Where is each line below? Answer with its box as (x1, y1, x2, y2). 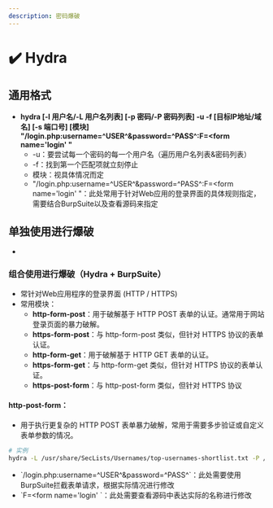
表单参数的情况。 (19, 430, 78, 440)
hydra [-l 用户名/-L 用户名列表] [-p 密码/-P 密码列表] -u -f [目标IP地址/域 (19, 112, 262, 121)
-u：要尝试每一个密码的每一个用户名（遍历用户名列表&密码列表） (32, 149, 252, 159)
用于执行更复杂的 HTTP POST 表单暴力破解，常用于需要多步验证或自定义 (19, 420, 264, 430)
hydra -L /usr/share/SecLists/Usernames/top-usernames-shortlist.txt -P (8, 453, 260, 462)
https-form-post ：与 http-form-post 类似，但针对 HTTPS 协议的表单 (32, 329, 264, 339)
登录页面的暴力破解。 (32, 319, 104, 329)
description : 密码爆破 (8, 11, 80, 20)
